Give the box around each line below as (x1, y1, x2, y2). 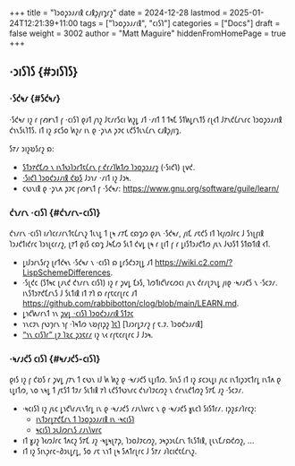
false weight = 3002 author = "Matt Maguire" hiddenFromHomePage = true (9, 28, 286, 39)
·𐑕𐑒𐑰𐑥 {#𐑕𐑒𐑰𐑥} (9, 92, 61, 105)
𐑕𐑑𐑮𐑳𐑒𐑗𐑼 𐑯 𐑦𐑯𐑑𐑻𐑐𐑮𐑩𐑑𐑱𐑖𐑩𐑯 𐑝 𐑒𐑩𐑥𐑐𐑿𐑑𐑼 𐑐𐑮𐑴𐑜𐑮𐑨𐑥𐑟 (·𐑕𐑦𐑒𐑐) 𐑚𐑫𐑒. (21, 161, 196, 172)
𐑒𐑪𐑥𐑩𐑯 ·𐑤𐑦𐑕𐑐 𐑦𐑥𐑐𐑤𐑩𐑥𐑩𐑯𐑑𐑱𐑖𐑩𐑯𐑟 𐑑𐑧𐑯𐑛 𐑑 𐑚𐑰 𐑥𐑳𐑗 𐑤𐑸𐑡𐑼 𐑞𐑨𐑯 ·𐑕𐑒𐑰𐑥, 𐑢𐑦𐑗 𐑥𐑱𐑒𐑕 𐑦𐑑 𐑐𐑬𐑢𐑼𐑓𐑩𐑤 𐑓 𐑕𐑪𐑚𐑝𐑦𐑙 (9, 228, 265, 238)
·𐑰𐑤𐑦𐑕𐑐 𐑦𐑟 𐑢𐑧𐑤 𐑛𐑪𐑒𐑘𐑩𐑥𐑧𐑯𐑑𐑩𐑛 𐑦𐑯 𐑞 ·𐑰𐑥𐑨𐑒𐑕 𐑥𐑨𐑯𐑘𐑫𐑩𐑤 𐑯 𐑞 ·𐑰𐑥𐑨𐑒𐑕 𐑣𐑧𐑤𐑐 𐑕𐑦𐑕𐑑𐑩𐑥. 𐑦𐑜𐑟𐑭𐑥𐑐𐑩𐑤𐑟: (21, 403, 257, 414)
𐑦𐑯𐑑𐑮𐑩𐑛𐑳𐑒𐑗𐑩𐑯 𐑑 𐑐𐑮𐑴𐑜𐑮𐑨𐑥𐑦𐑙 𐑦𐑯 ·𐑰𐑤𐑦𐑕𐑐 (35, 414, 135, 425)
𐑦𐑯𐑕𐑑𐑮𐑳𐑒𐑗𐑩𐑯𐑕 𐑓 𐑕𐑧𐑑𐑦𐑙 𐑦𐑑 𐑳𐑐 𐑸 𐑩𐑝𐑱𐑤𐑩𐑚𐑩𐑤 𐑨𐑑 (21, 288, 138, 298)
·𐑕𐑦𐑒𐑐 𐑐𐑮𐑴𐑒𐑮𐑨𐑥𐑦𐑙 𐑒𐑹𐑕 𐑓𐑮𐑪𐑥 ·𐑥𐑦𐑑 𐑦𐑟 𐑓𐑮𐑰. (21, 172, 132, 183)
